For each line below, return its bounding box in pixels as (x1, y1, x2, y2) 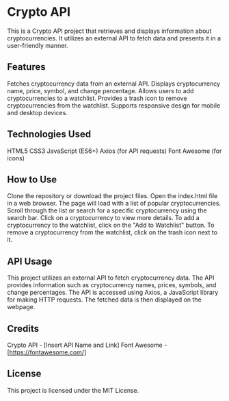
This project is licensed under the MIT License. (7, 386, 139, 394)
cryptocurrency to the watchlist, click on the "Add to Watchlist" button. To (7, 221, 215, 230)
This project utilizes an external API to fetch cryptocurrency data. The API (7, 274, 215, 282)
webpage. (7, 303, 36, 311)
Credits (7, 323, 40, 335)
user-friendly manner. (7, 41, 68, 49)
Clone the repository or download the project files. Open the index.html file (7, 192, 218, 200)
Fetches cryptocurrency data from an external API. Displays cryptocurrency (7, 80, 221, 88)
